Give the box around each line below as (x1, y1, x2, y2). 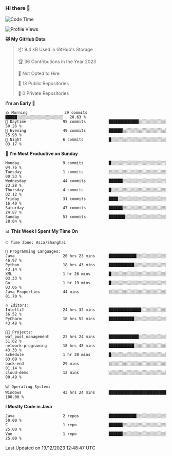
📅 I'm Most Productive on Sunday (5, 151, 78, 157)
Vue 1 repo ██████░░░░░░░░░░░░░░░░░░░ (5, 431, 167, 437)
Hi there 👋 (5, 5, 31, 12)
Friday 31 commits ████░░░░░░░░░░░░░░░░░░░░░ (5, 196, 167, 202)
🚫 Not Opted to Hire (17, 70, 60, 76)
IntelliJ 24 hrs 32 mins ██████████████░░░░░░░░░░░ (5, 307, 167, 312)
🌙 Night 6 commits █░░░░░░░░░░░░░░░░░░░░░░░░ (5, 137, 167, 143)
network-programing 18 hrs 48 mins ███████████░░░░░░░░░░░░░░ (5, 343, 167, 348)
